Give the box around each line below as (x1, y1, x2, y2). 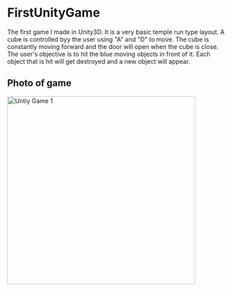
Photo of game (7, 78, 72, 89)
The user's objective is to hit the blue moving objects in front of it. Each (7, 50, 211, 58)
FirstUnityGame (7, 5, 100, 21)
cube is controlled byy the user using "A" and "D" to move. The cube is (7, 35, 209, 43)
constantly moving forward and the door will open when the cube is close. (7, 42, 219, 51)
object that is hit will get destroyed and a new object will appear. (7, 57, 190, 65)
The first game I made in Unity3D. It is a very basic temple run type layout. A (7, 28, 225, 36)
